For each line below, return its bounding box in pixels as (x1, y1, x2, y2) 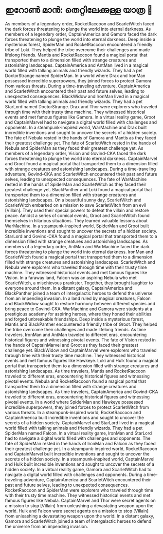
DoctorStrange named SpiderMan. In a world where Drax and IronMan (5, 73, 145, 79)
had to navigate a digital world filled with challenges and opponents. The (5, 435, 151, 441)
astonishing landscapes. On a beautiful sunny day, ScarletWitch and (5, 197, 142, 203)
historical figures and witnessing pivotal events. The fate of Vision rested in (5, 336, 156, 343)
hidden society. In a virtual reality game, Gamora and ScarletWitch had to (5, 466, 152, 472)
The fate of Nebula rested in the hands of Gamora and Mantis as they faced (5, 135, 157, 140)
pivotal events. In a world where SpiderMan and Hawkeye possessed (5, 399, 144, 405)
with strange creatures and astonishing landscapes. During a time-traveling (5, 166, 156, 172)
